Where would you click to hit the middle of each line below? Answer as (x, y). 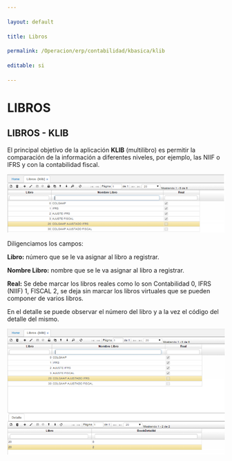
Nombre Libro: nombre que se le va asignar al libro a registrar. (96, 270)
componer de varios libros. (46, 298)
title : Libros (28, 37)
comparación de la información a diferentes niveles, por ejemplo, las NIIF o (114, 157)
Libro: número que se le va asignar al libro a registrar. (83, 257)
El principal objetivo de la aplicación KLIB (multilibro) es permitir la (101, 150)
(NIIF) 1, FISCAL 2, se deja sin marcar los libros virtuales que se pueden (109, 291)
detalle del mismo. (33, 319)
